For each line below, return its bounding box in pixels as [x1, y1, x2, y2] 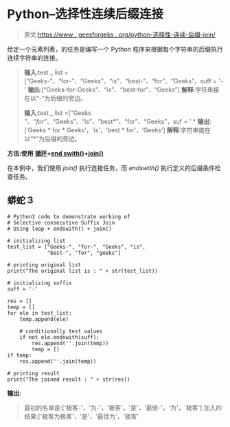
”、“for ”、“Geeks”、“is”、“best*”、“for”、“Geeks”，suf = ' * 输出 [23, 117, 210, 125]
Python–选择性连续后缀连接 [7, 6, 163, 22]
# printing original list [7, 261, 81, 269]
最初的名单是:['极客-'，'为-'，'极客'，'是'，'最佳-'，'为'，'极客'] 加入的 [23, 404, 222, 412]
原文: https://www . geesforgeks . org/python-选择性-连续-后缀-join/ [23, 30, 216, 39]
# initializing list [7, 237, 67, 244]
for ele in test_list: [7, 309, 72, 317]
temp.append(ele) [19, 315, 69, 322]
